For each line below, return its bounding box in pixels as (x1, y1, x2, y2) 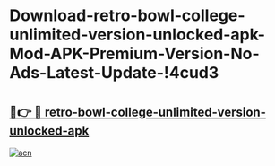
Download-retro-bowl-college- (9, 5, 245, 26)
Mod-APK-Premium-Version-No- (9, 44, 260, 64)
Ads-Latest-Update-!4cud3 (9, 63, 219, 83)
